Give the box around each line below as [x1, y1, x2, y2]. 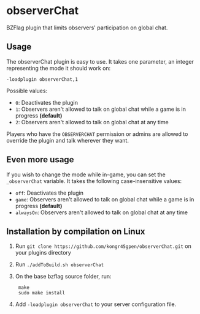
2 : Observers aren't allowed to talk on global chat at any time [15, 118, 169, 125]
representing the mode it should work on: [6, 64, 111, 72]
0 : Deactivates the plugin [15, 99, 79, 106]
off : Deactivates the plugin [15, 189, 84, 196]
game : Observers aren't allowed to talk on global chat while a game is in [15, 195, 194, 203]
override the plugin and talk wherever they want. [6, 136, 129, 144]
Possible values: [6, 87, 48, 94]
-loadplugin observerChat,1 [6, 76, 79, 83]
